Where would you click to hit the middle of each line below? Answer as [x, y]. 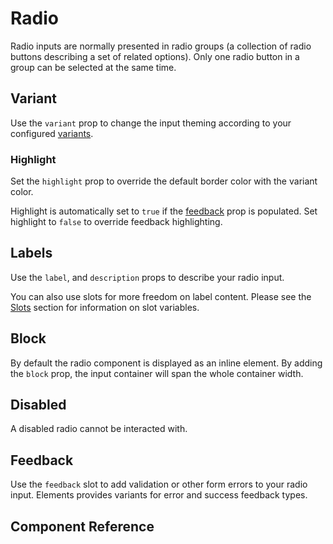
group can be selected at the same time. [93, 67]
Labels [31, 253]
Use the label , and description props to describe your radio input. [147, 277]
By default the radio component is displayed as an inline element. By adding [166, 363]
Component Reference [82, 526]
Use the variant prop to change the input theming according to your [151, 123]
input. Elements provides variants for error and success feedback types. [159, 495]
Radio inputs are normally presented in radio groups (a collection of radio [161, 46]
